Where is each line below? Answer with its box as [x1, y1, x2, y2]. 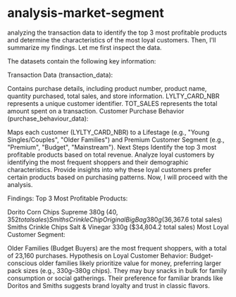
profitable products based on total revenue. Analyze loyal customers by [7, 150, 215, 159]
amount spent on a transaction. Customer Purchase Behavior [7, 107, 185, 115]
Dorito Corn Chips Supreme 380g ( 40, [7, 207, 118, 216]
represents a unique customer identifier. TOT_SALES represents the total [7, 99, 218, 107]
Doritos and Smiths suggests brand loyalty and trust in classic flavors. [7, 281, 210, 290]
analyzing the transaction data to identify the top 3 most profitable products [7, 28, 228, 37]
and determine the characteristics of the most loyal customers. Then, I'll [7, 35, 216, 44]
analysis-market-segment [7, 5, 164, 21]
